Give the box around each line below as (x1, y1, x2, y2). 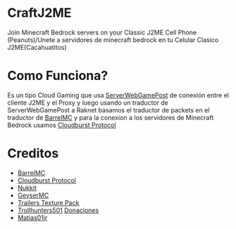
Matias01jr (17, 213, 48, 222)
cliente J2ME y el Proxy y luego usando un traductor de (7, 98, 169, 107)
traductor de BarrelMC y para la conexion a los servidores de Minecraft (7, 113, 214, 122)
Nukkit (17, 183, 37, 192)
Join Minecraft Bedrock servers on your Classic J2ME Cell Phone (7, 28, 197, 37)
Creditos (7, 145, 59, 162)
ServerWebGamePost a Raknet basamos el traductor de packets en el (7, 105, 210, 114)
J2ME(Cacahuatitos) (7, 43, 67, 51)
